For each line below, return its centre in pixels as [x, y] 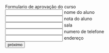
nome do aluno [79, 12]
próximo [15, 45]
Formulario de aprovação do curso [41, 7]
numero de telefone [84, 31]
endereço [74, 38]
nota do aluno [78, 19]
